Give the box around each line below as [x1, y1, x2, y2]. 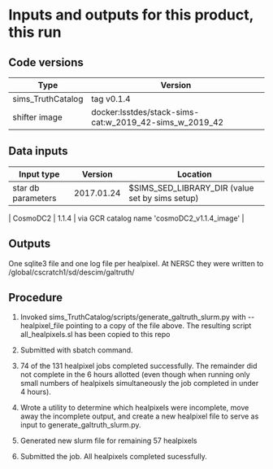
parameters [12, 192, 57, 204]
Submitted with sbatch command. [19, 345, 133, 355]
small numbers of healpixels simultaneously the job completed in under [19, 379, 259, 388]
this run [8, 23, 62, 42]
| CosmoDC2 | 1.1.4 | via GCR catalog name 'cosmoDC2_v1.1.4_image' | [8, 213, 245, 223]
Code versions [8, 55, 84, 69]
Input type [19, 169, 60, 180]
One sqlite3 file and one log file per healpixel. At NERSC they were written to [8, 258, 264, 268]
